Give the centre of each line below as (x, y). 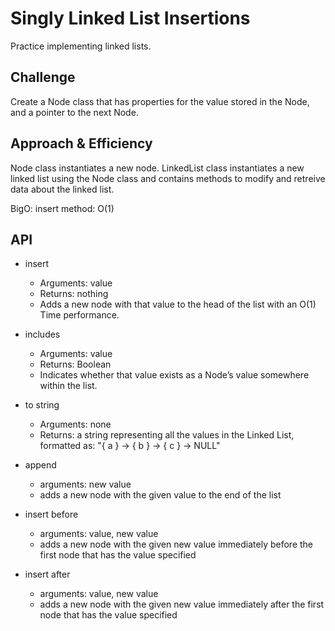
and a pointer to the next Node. (74, 112)
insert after (47, 574)
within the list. (68, 386)
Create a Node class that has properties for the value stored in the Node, (160, 101)
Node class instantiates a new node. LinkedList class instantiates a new (157, 168)
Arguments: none (75, 424)
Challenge (43, 77)
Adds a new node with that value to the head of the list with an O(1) (178, 304)
